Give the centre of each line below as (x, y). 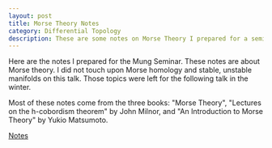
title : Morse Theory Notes (54, 23)
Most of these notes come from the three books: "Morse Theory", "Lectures (135, 103)
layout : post (30, 16)
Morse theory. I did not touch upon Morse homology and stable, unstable (130, 70)
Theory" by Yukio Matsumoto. (58, 120)
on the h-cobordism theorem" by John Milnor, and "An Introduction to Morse (136, 112)
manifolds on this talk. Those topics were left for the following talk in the (128, 78)
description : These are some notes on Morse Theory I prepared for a (128, 38)
